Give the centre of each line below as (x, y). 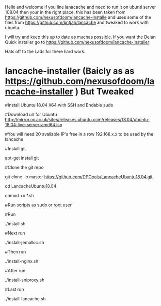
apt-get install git (22, 158)
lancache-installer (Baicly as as (70, 71)
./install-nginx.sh (22, 261)
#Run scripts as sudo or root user (38, 205)
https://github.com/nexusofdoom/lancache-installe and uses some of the (78, 17)
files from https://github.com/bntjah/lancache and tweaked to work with (77, 22)
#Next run (15, 233)
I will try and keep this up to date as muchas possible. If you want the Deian (80, 37)
